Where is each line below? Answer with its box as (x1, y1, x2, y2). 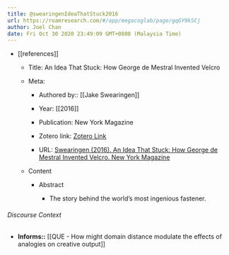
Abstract (38, 181, 64, 189)
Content (28, 167, 52, 176)
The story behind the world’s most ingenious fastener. (49, 194, 206, 203)
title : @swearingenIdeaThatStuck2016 (7, 10, 119, 18)
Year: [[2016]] (38, 104, 79, 113)
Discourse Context (7, 210, 61, 219)
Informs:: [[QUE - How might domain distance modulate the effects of (17, 232, 223, 241)
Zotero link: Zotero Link (38, 132, 107, 140)
